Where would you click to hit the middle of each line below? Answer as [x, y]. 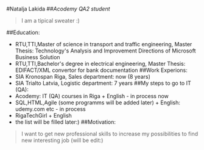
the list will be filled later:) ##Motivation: [65, 122]
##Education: [23, 32]
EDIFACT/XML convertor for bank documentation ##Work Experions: [101, 70]
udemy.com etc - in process [51, 109]
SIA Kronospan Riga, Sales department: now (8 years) [83, 77]
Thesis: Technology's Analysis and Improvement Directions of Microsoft [105, 51]
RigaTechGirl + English [43, 116]
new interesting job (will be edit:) [62, 140]
